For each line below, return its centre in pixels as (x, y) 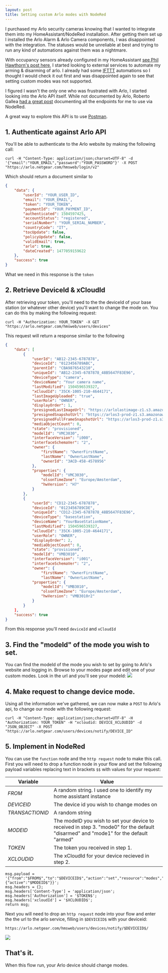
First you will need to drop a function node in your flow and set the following (84, 764)
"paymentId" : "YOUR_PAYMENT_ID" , (58, 209)
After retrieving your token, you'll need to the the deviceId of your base (78, 302)
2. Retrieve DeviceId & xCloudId (55, 290)
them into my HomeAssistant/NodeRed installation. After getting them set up (84, 34)
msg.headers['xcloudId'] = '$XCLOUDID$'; (49, 900)
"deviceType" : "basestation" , (63, 517)
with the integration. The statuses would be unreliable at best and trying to (82, 45)
